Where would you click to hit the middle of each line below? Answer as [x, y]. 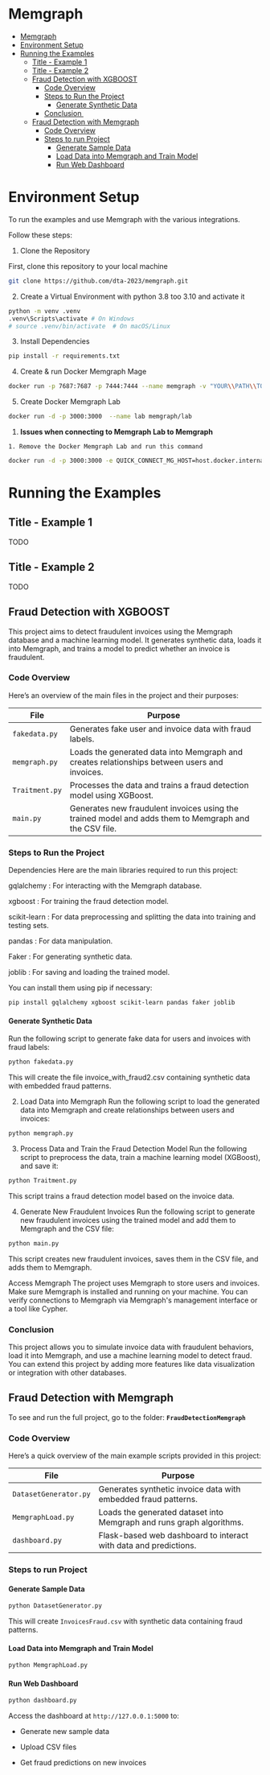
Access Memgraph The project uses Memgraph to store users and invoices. [134, 1283]
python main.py [34, 1243]
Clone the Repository [55, 250]
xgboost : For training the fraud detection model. [88, 902]
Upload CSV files [48, 1747]
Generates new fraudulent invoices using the [154, 808]
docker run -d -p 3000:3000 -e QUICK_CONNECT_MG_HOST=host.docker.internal [138, 460]
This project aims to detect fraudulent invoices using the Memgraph [121, 631]
